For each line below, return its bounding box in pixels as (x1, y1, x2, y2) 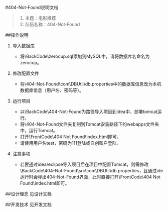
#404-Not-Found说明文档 (5, 5, 59, 10)
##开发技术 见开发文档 (5, 201, 52, 207)
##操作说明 (5, 32, 29, 38)
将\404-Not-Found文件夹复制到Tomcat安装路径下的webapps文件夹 (20, 121, 159, 127)
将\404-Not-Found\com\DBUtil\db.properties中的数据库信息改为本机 (20, 81, 161, 87)
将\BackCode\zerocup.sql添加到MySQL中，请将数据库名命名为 (20, 53, 150, 59)
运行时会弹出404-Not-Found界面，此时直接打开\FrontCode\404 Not (20, 174, 161, 180)
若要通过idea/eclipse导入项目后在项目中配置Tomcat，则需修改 (20, 161, 149, 167)
